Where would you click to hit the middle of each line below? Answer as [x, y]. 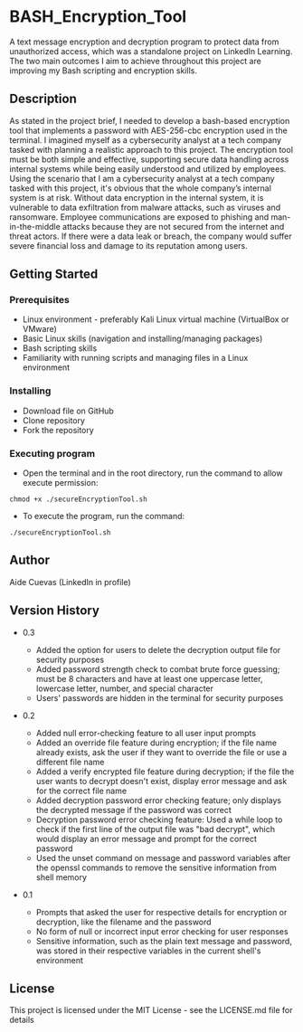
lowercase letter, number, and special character [125, 688]
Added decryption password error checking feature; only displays [159, 800]
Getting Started [54, 275]
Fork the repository [58, 430]
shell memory [62, 877]
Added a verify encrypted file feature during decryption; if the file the [165, 772]
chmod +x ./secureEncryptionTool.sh [78, 499]
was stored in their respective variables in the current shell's [148, 951]
